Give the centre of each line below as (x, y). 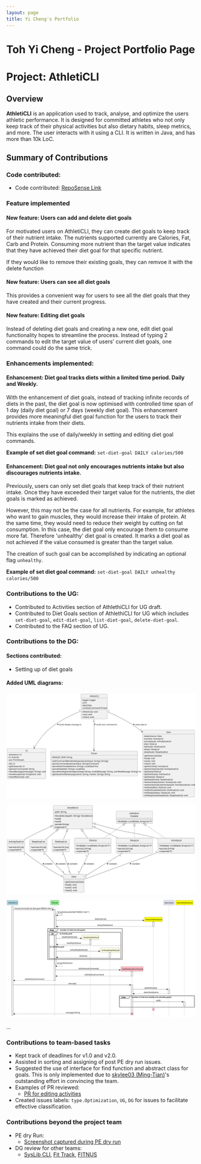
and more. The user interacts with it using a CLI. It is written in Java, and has (101, 133)
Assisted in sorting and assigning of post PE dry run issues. (88, 1062)
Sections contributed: (34, 656)
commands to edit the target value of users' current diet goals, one (89, 341)
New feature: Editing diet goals (46, 316)
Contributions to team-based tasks (58, 1043)
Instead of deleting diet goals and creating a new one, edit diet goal (89, 328)
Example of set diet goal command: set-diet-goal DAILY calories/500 (95, 452)
